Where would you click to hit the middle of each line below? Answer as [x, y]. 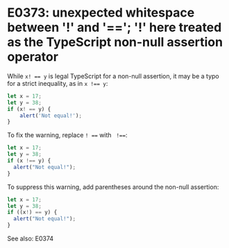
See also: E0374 [31, 239]
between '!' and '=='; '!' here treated [114, 27]
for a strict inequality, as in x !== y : [58, 83]
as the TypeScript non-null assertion [115, 42]
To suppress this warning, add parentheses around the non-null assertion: [113, 187]
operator [33, 57]
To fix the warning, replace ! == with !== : [67, 135]
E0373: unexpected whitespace [101, 13]
